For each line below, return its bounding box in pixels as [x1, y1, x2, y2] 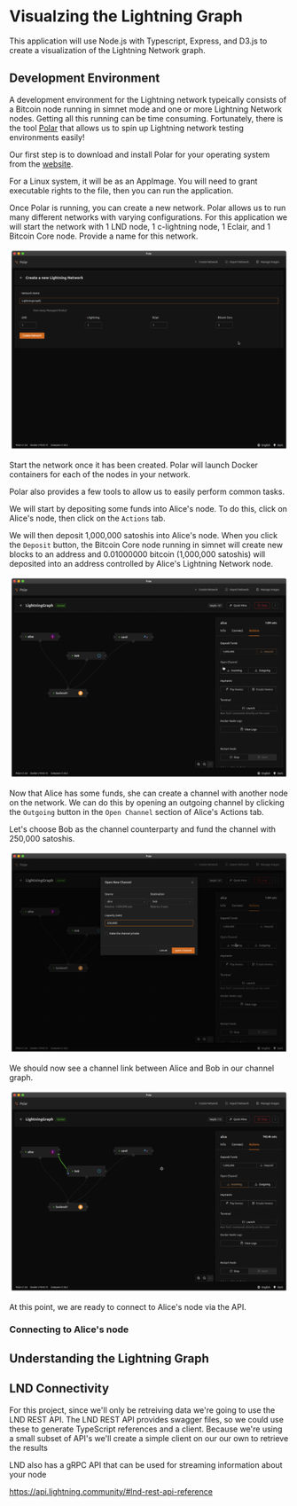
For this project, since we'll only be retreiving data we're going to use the [9, 1404, 276, 1416]
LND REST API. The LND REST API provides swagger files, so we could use [9, 1414, 284, 1424]
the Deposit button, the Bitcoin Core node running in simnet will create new [9, 539, 284, 551]
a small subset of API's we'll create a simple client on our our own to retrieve [9, 1432, 289, 1443]
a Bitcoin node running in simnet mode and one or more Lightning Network [9, 104, 282, 114]
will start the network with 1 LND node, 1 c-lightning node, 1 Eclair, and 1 [9, 221, 271, 231]
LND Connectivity [9, 1381, 109, 1396]
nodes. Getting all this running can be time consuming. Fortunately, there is [9, 113, 284, 123]
